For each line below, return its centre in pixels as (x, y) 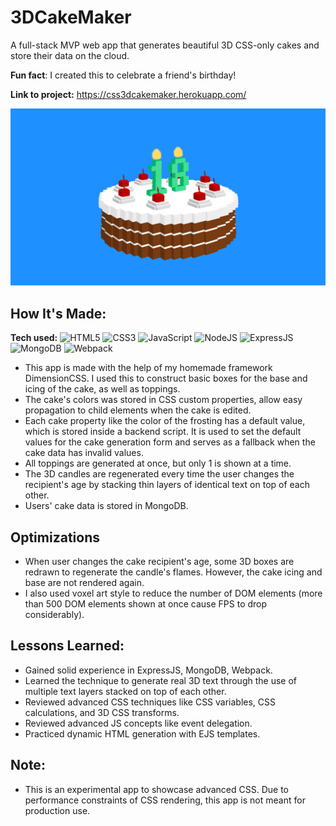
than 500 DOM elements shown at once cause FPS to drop (146, 604)
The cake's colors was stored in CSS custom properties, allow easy (163, 400)
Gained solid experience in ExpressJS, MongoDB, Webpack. (148, 670)
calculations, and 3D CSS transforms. (102, 712)
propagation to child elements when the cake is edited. (138, 410)
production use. (57, 810)
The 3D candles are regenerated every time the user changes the (159, 474)
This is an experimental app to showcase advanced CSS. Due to (156, 789)
